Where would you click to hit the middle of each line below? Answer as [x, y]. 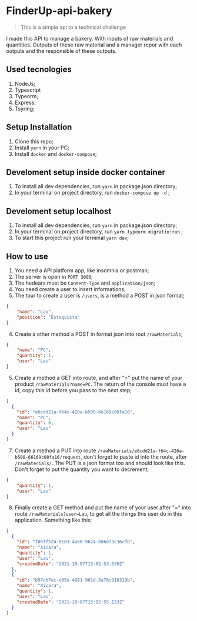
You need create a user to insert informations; [70, 289]
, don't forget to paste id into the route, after [133, 456]
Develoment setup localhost [59, 211]
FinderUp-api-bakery [59, 11]
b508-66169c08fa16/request [48, 457]
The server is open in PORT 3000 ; [54, 277]
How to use [27, 256]
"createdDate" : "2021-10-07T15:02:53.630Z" [71, 564]
